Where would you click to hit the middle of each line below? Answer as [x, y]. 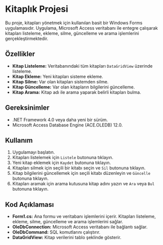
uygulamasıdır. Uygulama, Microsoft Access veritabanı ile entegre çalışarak [81, 28]
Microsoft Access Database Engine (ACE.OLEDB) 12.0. [67, 125]
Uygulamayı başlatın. [34, 152]
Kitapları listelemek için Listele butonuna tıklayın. [63, 158]
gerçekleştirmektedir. [27, 39]
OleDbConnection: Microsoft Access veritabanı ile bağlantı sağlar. [80, 227]
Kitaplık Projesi [37, 9]
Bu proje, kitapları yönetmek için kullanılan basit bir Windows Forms [74, 23]
